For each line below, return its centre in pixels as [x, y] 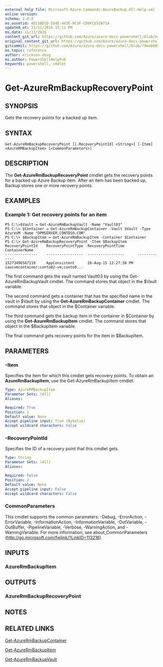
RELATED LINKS [30, 629]
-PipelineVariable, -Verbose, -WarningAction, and [76, 527]
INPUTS [17, 553]
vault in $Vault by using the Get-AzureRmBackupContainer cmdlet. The [77, 301]
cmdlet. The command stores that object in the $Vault [103, 282]
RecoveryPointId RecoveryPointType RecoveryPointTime [65, 246]
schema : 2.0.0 [19, 19]
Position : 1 [17, 412]
